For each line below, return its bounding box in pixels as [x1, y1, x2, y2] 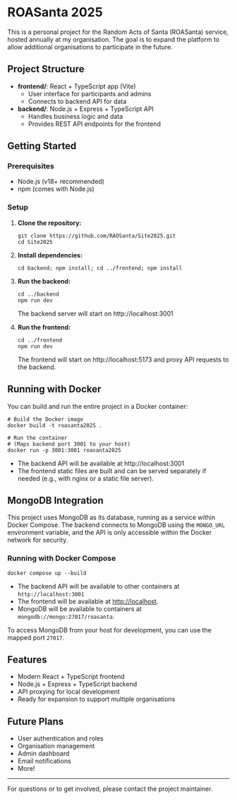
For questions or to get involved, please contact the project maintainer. [7, 784, 213, 793]
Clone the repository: [17, 219, 82, 227]
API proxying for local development [17, 688, 120, 696]
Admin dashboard [17, 749, 70, 758]
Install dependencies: [17, 250, 83, 259]
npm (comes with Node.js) [17, 185, 95, 193]
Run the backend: [17, 277, 71, 285]
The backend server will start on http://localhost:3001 [17, 309, 174, 318]
